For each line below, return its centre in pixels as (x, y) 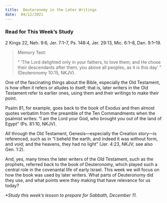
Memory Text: (32, 52)
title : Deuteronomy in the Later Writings (51, 10)
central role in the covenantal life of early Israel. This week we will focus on (82, 170)
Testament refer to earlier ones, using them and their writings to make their (82, 93)
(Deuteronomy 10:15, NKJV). (46, 72)
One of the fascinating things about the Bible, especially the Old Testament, (83, 82)
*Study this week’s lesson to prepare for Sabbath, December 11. (71, 195)
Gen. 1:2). (15, 149)
